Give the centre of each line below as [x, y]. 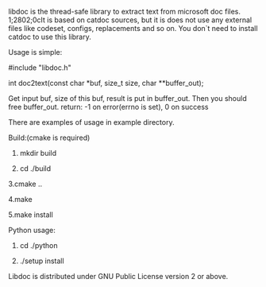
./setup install [42, 261]
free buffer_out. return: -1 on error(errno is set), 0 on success [108, 107]
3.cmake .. [25, 184]
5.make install [31, 215]
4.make [21, 199]
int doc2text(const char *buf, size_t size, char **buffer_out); [106, 83]
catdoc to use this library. [50, 37]
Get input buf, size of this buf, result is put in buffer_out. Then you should [128, 98]
